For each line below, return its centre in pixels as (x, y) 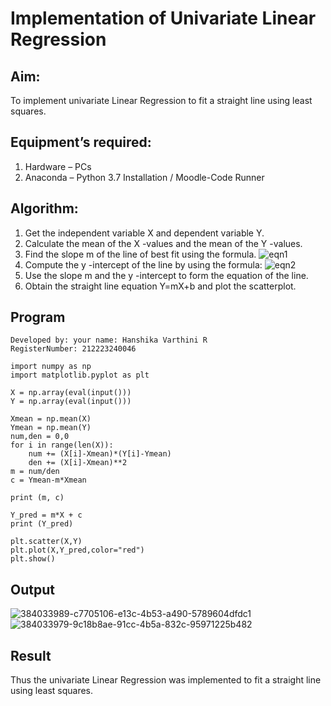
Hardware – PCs (58, 166)
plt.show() (33, 559)
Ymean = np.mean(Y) (51, 428)
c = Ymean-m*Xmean (48, 480)
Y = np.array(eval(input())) (71, 402)
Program (38, 317)
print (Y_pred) (42, 524)
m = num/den (35, 472)
